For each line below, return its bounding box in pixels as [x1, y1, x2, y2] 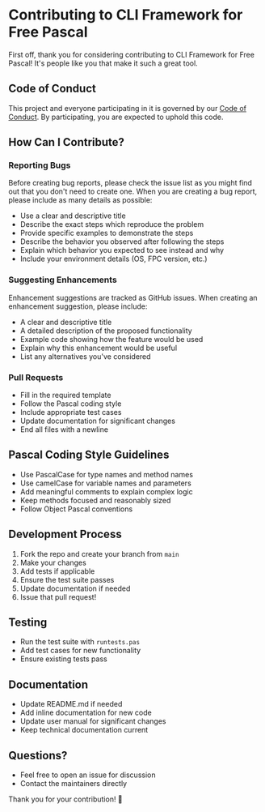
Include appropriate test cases [19, 408, 122, 417]
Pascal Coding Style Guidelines [8, 448, 170, 462]
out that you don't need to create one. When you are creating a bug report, [8, 186, 258, 196]
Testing [8, 616, 48, 630]
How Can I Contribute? [8, 135, 125, 149]
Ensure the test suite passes [19, 575, 115, 584]
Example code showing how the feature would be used [19, 334, 204, 344]
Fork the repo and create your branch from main [19, 549, 179, 558]
